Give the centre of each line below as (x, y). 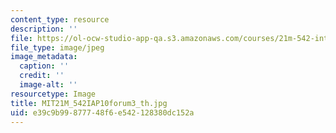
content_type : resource (60, 19)
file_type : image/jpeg (57, 47)
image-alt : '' (48, 85)
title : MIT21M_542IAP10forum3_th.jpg (89, 103)
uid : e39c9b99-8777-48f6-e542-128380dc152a (102, 112)
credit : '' (42, 76)
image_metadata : (44, 57)
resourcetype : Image (53, 94)
